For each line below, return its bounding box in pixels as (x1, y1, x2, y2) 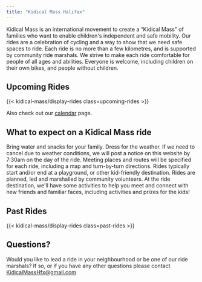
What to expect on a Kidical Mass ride (6, 127, 152, 137)
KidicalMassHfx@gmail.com (6, 268, 77, 276)
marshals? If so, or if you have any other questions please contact (6, 262, 171, 269)
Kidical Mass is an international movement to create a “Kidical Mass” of (6, 25, 184, 33)
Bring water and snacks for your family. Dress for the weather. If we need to (6, 143, 195, 150)
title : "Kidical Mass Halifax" (6, 8, 85, 15)
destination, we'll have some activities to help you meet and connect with (6, 182, 189, 189)
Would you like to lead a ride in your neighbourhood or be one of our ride (6, 255, 189, 263)
